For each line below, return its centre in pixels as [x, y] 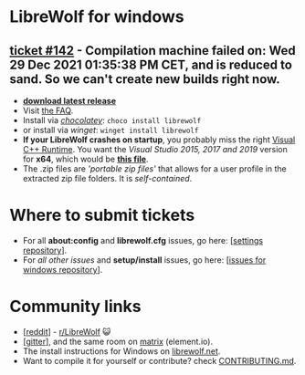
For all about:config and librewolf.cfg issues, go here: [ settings [142, 240]
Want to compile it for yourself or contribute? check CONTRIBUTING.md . [159, 360]
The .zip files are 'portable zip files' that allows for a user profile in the [154, 169]
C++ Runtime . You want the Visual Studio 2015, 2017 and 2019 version [155, 149]
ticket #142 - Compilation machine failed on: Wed [152, 51]
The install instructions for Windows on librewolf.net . [121, 351]
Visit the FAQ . [48, 110]
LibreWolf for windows [97, 17]
